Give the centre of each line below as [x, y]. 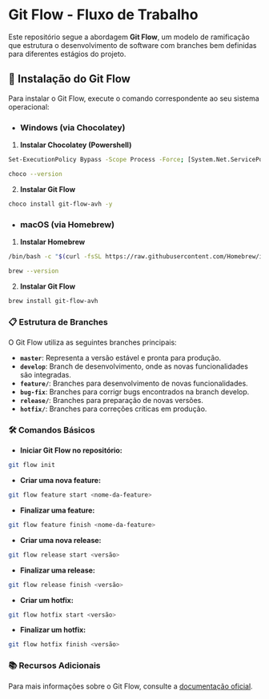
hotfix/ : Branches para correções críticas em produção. [113, 409]
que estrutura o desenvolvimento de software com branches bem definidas [132, 45]
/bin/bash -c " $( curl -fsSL [55, 256]
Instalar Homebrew [52, 242]
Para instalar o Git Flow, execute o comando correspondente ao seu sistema [134, 98]
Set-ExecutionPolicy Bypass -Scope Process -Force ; [96, 160]
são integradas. [46, 374]
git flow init [32, 465]
